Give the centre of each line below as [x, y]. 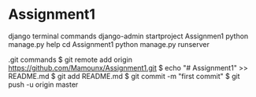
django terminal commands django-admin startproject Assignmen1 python [128, 36]
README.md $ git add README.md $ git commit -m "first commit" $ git [124, 76]
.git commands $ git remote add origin [70, 59]
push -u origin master [43, 84]
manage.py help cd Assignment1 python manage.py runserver [109, 44]
